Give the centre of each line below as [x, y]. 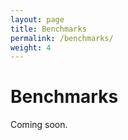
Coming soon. [39, 125]
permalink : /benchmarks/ [62, 38]
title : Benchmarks [48, 29]
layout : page [37, 19]
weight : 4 [31, 47]
